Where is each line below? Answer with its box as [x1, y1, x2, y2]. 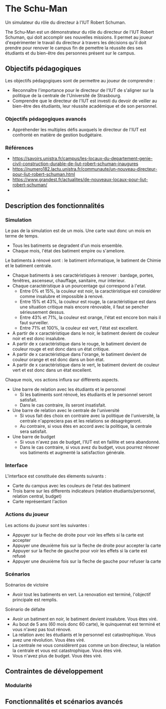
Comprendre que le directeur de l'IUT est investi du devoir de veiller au [12, 98, 158, 104]
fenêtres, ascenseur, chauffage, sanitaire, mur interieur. [12, 278, 126, 284]
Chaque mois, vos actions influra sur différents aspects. [5, 377, 119, 383]
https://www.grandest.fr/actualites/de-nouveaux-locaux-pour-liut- [12, 177, 148, 182]
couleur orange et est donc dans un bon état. [12, 356, 105, 362]
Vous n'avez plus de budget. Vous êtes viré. [12, 652, 103, 658]
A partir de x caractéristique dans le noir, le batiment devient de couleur [12, 330, 160, 336]
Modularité [5, 682, 32, 689]
